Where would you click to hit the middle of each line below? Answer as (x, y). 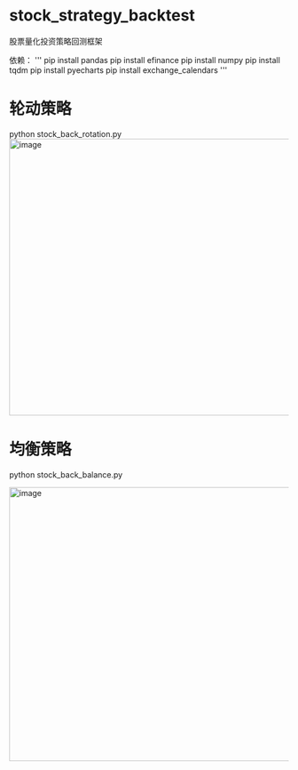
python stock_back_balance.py (66, 474)
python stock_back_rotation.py (66, 133)
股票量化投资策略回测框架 (56, 41)
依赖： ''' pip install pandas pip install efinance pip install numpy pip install (145, 60)
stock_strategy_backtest (102, 16)
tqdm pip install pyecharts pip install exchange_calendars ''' (118, 70)
